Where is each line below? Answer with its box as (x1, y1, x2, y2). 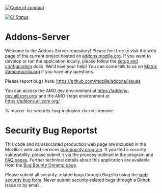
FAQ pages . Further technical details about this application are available (5, 157, 150, 162)
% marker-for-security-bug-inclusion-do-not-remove (5, 107, 113, 113)
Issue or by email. (5, 182, 41, 188)
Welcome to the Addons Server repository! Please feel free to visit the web (5, 47, 156, 54)
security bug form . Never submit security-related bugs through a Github (5, 177, 151, 183)
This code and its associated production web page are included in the (5, 141, 146, 147)
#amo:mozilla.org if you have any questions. (5, 68, 95, 74)
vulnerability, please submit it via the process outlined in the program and (5, 152, 154, 158)
